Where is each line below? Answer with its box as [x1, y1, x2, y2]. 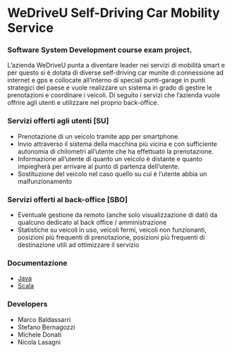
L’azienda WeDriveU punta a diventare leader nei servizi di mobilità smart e [7, 61, 226, 70]
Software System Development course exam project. [7, 45, 193, 55]
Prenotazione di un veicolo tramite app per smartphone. [17, 132, 180, 140]
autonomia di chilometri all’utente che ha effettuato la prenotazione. [17, 147, 214, 156]
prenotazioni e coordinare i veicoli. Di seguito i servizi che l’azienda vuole [7, 91, 221, 99]
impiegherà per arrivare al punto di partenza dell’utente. [17, 162, 180, 171]
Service [7, 20, 54, 36]
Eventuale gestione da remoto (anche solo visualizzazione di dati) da [17, 211, 218, 219]
